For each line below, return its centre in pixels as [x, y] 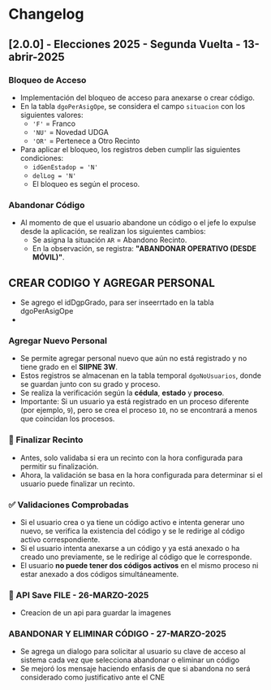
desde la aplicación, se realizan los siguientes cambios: [113, 232]
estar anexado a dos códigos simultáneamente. [99, 574]
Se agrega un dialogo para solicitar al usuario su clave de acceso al [133, 652]
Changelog [46, 14]
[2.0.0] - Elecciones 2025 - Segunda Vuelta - [125, 44]
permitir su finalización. [59, 466]
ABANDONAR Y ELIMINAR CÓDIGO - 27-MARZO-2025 [118, 634]
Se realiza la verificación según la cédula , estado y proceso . [122, 393]
